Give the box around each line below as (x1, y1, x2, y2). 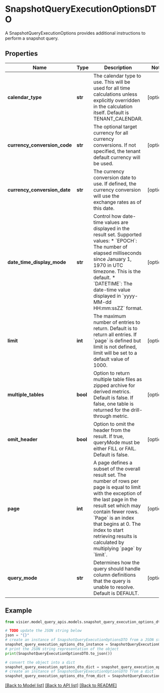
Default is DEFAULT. (93, 590, 139, 596)
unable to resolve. (93, 584, 135, 590)
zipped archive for (93, 382, 135, 388)
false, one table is (93, 400, 134, 407)
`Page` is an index (93, 514, 134, 521)
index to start (93, 526, 123, 533)
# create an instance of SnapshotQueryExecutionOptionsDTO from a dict (5, 669, 154, 674)
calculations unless (93, 91, 138, 98)
